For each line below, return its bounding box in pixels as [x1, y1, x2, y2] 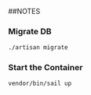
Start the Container [8, 62, 83, 73]
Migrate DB [8, 26, 53, 37]
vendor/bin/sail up [8, 79, 72, 88]
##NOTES [8, 7, 41, 16]
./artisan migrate [8, 44, 68, 51]
